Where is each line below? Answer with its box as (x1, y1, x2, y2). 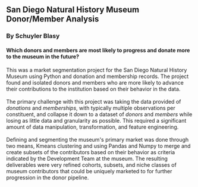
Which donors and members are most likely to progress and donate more (6, 46, 190, 54)
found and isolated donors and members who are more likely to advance (6, 79, 184, 86)
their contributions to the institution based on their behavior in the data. (6, 85, 181, 92)
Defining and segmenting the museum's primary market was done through (6, 136, 189, 143)
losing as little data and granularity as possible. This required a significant (6, 117, 187, 124)
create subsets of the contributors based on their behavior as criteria (6, 148, 175, 155)
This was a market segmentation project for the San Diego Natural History (6, 66, 187, 73)
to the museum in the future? (6, 53, 79, 60)
